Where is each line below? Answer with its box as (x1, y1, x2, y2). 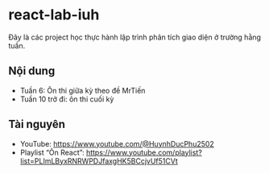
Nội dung (8, 64, 56, 78)
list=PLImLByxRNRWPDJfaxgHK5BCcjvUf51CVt (19, 155, 179, 166)
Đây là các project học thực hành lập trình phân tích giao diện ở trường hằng (8, 32, 262, 42)
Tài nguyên (8, 118, 66, 131)
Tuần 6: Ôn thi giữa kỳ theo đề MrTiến (19, 85, 146, 95)
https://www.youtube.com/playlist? (85, 147, 203, 157)
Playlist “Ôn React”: (19, 147, 85, 157)
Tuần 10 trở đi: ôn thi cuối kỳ (19, 94, 114, 104)
